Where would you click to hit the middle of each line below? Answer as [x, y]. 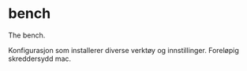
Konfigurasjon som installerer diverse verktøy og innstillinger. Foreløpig [123, 50]
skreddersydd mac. [40, 59]
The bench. [27, 35]
